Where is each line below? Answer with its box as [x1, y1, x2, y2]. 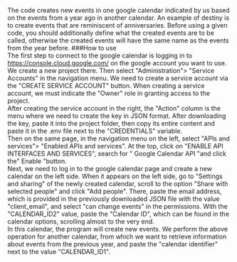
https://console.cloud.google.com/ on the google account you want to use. [7, 59, 227, 67]
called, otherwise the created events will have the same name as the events [7, 36, 229, 45]
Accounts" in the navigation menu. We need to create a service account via [7, 74, 229, 82]
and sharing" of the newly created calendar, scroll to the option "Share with [7, 180, 228, 187]
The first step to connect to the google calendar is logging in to [7, 51, 193, 60]
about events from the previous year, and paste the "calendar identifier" [7, 240, 218, 248]
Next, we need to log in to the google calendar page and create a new [7, 165, 212, 173]
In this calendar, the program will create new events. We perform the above [7, 225, 228, 233]
